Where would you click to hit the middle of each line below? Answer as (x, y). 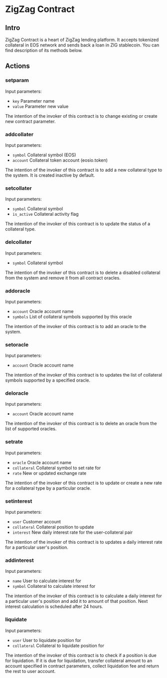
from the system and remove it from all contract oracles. (63, 278)
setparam (17, 80)
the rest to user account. (30, 671)
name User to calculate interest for (47, 581)
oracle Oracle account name (42, 462)
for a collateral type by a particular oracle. (48, 488)
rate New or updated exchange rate (49, 473)
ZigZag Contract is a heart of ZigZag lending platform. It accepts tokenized (82, 40)
